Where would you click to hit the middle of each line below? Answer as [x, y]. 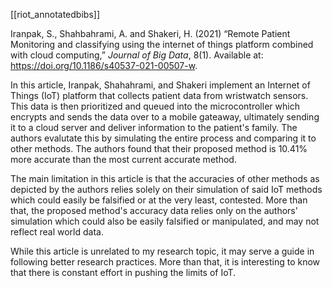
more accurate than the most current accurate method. [123, 159]
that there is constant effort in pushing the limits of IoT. [123, 272]
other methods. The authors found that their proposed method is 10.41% [159, 148]
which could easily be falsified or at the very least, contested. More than [159, 200]
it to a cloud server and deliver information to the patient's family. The [154, 127]
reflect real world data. [57, 232]
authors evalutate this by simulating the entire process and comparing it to [163, 138]
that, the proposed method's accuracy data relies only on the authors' [154, 210]
